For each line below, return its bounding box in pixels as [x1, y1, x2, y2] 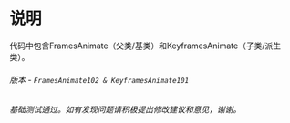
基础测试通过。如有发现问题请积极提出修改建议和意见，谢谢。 [9, 104, 242, 115]
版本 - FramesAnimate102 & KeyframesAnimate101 [9, 74, 190, 85]
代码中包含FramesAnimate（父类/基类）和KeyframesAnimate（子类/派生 [9, 40, 281, 51]
